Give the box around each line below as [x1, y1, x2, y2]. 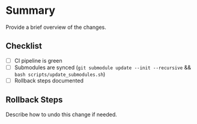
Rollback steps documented [14, 76, 83, 84]
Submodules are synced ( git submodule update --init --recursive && [14, 64, 192, 71]
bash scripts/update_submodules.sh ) [14, 70, 106, 78]
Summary [5, 4, 55, 17]
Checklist [5, 41, 43, 51]
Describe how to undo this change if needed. [5, 111, 118, 118]
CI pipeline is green [14, 57, 62, 64]
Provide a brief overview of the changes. [5, 23, 106, 31]
